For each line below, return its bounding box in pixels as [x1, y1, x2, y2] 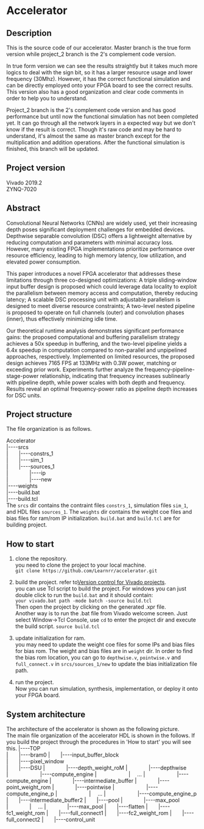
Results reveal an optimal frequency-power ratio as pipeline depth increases [6, 385, 198, 393]
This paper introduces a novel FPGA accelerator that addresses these [6, 270, 181, 277]
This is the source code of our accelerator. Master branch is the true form [6, 44, 191, 51]
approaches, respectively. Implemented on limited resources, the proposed [6, 352, 195, 360]
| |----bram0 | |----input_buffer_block [6, 751, 119, 758]
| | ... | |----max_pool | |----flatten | [6, 803, 148, 810]
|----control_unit [54, 816, 96, 824]
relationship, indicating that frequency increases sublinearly [40, 372, 190, 379]
